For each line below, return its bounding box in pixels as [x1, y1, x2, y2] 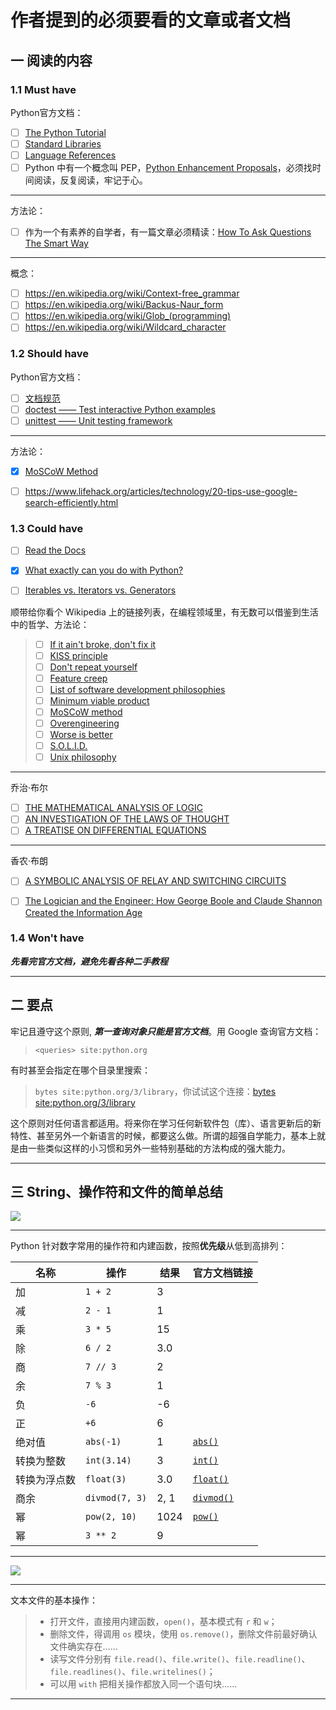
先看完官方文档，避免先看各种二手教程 [10, 955, 168, 967]
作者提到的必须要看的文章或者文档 [10, 9, 292, 32]
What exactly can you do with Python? [24, 564, 184, 576]
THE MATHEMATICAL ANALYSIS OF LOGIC [24, 802, 203, 814]
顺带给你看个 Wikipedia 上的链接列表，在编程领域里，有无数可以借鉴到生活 [10, 606, 319, 618]
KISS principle [49, 649, 108, 661]
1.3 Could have [10, 521, 84, 535]
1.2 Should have [10, 347, 90, 361]
